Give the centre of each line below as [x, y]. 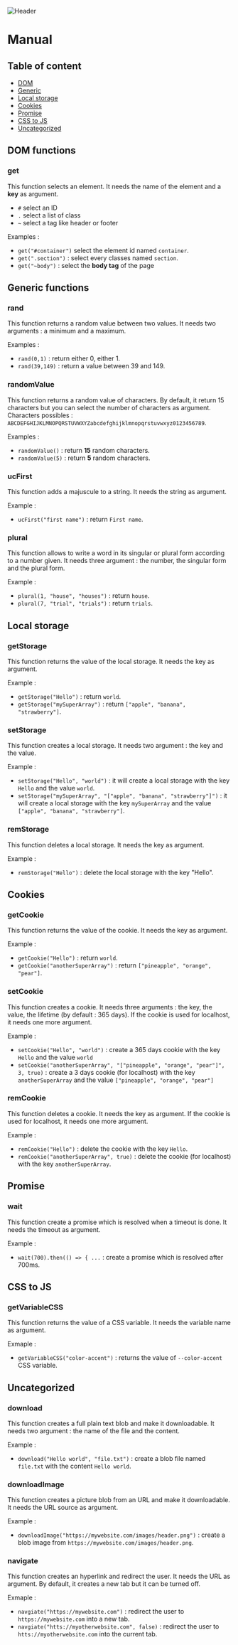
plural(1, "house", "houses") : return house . [83, 596]
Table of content [44, 66]
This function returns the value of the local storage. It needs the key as [111, 661]
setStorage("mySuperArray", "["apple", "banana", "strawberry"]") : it [122, 795]
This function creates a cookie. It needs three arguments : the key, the [110, 1007]
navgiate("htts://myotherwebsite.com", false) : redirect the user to [118, 1627]
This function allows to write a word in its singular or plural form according [116, 553]
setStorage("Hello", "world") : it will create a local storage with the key [124, 781]
